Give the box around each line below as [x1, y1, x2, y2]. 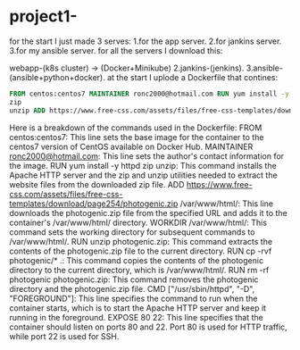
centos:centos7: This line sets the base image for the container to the [9, 131, 264, 142]
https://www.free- [186, 179, 253, 189]
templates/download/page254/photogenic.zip [9, 198, 179, 209]
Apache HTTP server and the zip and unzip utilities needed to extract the [9, 170, 279, 180]
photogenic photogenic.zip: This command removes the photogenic [9, 274, 259, 285]
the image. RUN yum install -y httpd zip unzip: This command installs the [9, 160, 277, 171]
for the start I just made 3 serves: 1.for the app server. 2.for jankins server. [9, 36, 282, 46]
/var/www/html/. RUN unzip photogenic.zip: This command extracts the [9, 236, 273, 246]
